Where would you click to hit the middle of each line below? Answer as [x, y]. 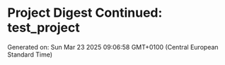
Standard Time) [30, 55]
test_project [44, 28]
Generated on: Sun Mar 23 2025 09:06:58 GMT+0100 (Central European [113, 47]
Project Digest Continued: [85, 13]
